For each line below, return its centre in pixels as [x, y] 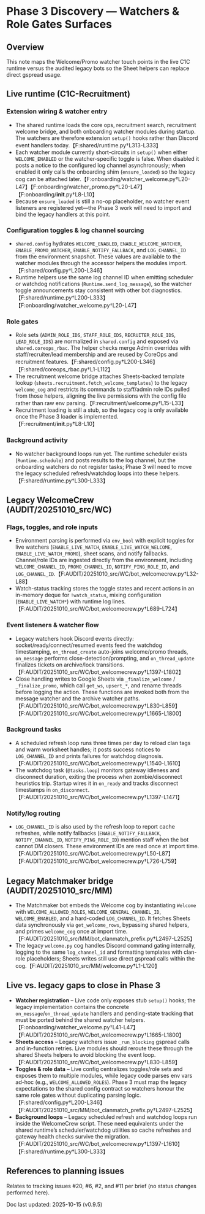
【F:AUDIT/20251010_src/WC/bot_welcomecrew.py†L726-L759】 [97, 861]
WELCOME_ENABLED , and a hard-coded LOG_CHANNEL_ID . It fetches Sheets [103, 918]
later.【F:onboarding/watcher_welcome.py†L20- [130, 179]
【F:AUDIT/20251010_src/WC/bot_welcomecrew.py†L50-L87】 [94, 854]
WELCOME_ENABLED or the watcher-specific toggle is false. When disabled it [107, 158]
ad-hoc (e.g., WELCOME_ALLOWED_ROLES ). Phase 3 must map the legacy [101, 1082]
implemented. [101, 417]
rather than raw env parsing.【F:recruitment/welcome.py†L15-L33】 [101, 403]
